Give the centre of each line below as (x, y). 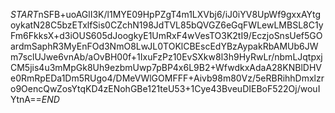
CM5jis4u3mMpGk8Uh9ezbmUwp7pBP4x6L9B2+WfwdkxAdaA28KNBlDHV (166, 67)
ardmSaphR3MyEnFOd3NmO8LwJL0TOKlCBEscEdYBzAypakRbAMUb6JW (164, 46)
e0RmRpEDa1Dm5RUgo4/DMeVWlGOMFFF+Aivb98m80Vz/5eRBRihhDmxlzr (167, 78)
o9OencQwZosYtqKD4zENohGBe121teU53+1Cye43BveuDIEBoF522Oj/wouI (165, 88)
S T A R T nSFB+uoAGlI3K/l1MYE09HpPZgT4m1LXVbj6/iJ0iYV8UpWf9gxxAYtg (166, 14)
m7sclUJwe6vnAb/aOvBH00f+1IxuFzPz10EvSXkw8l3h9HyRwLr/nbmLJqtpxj (166, 57)
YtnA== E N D (35, 99)
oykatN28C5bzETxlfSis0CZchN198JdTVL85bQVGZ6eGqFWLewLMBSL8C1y (167, 25)
